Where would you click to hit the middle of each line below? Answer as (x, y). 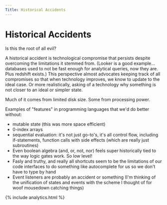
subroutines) (25, 145)
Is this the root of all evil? (31, 48)
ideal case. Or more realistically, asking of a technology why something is (81, 84)
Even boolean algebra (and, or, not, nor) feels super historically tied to (84, 151)
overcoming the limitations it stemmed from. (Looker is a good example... (80, 63)
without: (13, 114)
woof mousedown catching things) (48, 188)
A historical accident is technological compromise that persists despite (78, 58)
